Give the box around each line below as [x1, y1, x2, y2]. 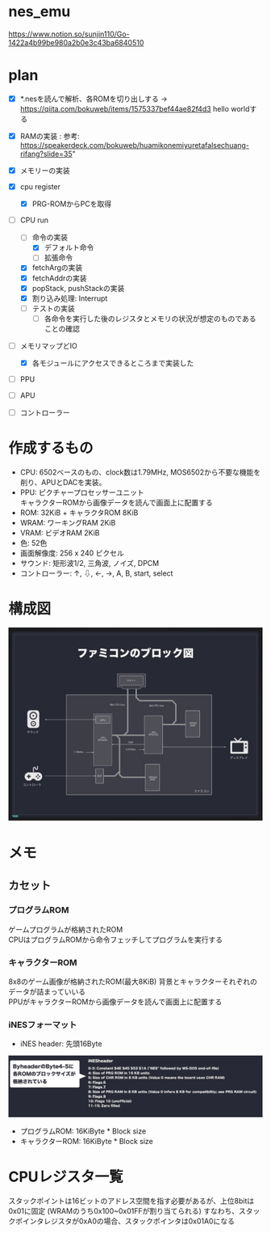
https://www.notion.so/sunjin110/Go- [8, 29, 131, 39]
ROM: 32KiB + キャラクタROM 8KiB [19, 508, 139, 517]
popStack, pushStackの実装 [31, 283, 125, 293]
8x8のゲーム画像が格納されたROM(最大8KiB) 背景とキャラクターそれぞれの [8, 977, 258, 986]
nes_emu [8, 2, 71, 21]
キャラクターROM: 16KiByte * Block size [19, 1136, 153, 1146]
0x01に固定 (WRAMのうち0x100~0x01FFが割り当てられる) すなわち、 [8, 1206, 240, 1215]
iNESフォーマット [8, 1020, 77, 1031]
